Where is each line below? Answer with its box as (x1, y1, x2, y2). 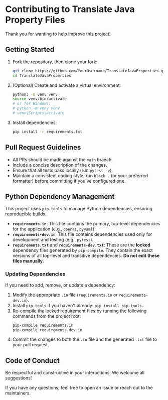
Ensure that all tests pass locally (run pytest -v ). (12, 167, 113, 173)
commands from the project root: (12, 313, 81, 319)
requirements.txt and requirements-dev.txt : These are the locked (12, 242, 150, 248)
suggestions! (5, 375, 32, 381)
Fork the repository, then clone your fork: (12, 59, 98, 65)
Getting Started (5, 45, 55, 54)
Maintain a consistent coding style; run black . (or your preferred (12, 172, 148, 179)
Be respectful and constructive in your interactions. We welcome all (5, 370, 144, 376)
